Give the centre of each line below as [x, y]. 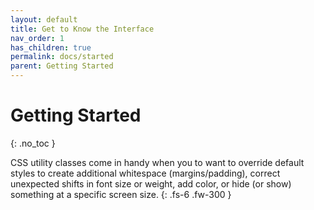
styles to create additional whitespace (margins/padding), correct [145, 173]
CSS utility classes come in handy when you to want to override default [157, 162]
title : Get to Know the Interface [82, 29]
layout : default [44, 19]
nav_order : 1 [37, 38]
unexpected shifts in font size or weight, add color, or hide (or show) [151, 183]
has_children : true [51, 47]
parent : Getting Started [62, 66]
